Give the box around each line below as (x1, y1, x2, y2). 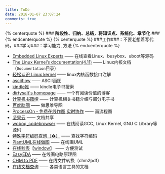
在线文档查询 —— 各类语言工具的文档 (12, 164, 89, 170)
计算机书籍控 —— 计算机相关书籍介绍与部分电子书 (12, 96, 115, 102)
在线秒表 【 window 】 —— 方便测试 (12, 145, 83, 151)
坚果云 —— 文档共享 (12, 115, 54, 120)
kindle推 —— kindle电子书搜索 (12, 84, 74, 90)
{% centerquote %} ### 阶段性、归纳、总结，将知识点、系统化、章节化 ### (5, 30, 160, 36)
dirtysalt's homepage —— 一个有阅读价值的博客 (12, 90, 110, 96)
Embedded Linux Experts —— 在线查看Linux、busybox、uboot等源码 (12, 53, 154, 59)
